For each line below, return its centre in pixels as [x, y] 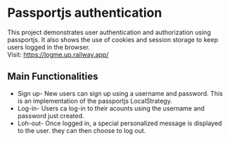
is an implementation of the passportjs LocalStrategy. [95, 101]
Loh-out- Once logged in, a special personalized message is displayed [120, 123]
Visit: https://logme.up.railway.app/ [58, 55]
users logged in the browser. [49, 47]
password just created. [51, 115]
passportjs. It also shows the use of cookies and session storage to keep [113, 39]
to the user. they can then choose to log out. [82, 130]
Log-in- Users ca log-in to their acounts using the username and [111, 108]
